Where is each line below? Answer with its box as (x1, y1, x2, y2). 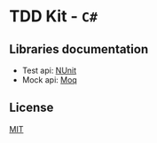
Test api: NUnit (21, 65, 77, 75)
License (9, 100, 54, 115)
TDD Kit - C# (9, 6, 98, 27)
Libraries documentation (9, 42, 149, 57)
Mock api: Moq (21, 75, 77, 85)
